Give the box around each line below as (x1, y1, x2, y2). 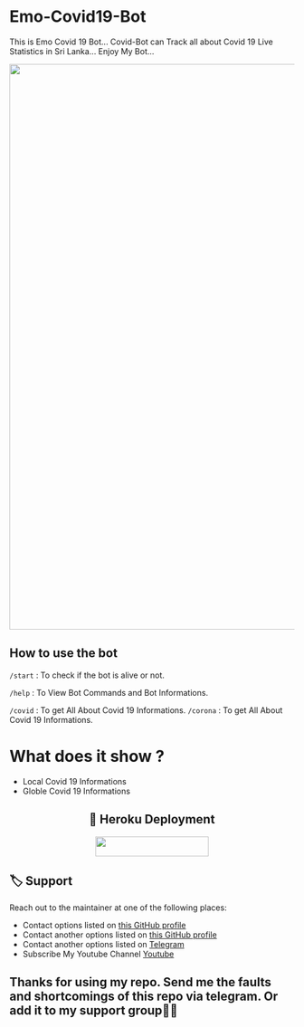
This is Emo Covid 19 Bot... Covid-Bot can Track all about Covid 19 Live (9, 36, 273, 47)
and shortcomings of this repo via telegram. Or (9, 989, 279, 1004)
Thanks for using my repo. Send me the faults (9, 975, 271, 990)
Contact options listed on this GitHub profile (22, 919, 186, 930)
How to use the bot (9, 645, 118, 661)
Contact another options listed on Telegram (22, 938, 185, 949)
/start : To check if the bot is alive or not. (9, 670, 166, 680)
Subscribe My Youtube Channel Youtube (22, 948, 175, 959)
